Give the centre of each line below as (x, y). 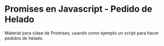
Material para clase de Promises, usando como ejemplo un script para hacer (82, 33)
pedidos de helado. (24, 38)
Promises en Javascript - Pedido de (79, 9)
